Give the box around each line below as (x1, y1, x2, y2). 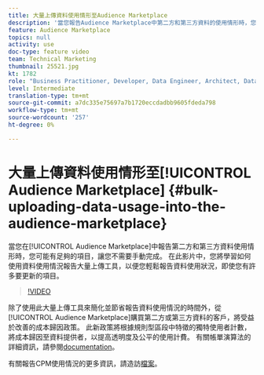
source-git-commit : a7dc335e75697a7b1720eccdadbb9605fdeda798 (8, 99, 216, 107)
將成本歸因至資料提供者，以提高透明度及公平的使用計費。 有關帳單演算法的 (8, 332, 251, 341)
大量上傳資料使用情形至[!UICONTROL (8, 164, 251, 181)
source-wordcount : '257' (8, 114, 90, 122)
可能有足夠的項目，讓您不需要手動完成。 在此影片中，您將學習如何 (35, 251, 251, 260)
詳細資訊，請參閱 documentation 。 (8, 342, 119, 351)
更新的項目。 (21, 271, 64, 280)
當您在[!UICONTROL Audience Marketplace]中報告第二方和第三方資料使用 (8, 241, 248, 251)
